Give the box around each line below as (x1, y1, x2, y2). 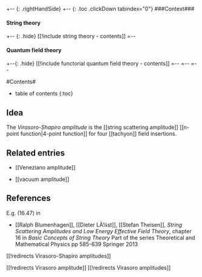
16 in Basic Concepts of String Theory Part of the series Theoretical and (15, 234, 195, 241)
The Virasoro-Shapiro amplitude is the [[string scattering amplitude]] (6, 124, 179, 131)
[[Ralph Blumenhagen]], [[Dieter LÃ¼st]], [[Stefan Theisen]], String (15, 221, 183, 228)
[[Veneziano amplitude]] (15, 164, 76, 171)
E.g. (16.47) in (6, 209, 41, 216)
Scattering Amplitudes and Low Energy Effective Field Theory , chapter (15, 227, 192, 234)
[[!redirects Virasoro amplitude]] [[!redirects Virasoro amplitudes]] (6, 264, 171, 271)
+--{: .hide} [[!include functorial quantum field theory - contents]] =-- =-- (6, 60, 190, 67)
